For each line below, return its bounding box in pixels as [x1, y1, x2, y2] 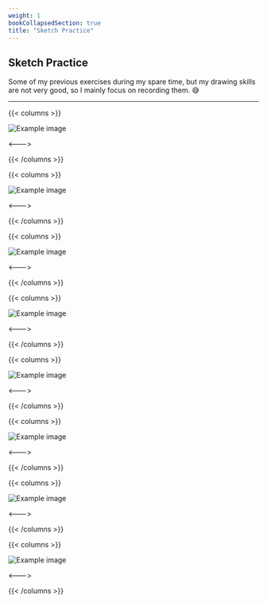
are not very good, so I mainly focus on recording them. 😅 [8, 85, 200, 95]
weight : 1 [8, 11, 41, 20]
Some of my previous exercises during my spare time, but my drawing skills [8, 77, 256, 87]
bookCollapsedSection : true [8, 19, 102, 27]
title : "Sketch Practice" [8, 26, 94, 34]
